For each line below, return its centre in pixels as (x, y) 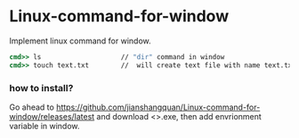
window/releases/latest (52, 116)
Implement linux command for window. (80, 41)
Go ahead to (32, 107)
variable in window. (44, 126)
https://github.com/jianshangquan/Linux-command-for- (158, 107)
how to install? (41, 88)
